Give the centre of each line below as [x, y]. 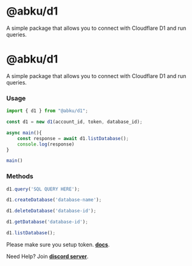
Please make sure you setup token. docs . [58, 244]
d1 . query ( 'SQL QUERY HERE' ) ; [43, 189]
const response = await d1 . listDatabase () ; [73, 138]
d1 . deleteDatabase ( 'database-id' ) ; [51, 211]
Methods [20, 177]
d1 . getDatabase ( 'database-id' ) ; [47, 222]
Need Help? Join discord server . [48, 256]
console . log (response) [46, 144]
